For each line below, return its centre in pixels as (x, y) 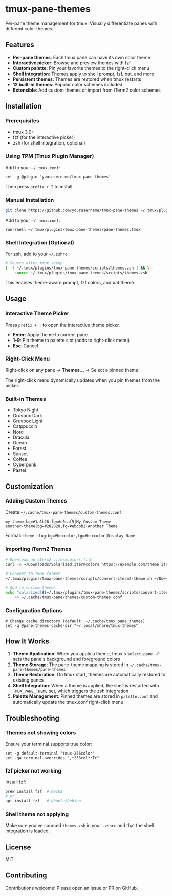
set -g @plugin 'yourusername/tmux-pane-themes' (58, 177)
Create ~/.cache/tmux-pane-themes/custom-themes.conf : (64, 512)
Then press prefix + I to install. (39, 186)
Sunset (20, 454)
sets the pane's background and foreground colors (66, 659)
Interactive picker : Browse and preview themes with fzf (72, 63)
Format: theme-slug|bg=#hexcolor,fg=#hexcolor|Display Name (70, 535)
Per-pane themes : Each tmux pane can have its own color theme (82, 57)
